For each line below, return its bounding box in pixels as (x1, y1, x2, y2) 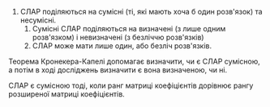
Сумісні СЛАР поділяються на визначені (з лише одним (32, 24, 226, 33)
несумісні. (19, 15, 57, 25)
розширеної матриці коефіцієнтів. (8, 89, 126, 99)
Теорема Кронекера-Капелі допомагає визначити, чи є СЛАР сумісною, (8, 56, 261, 66)
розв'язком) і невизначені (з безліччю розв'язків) (32, 32, 204, 42)
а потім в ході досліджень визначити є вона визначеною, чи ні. (8, 65, 228, 75)
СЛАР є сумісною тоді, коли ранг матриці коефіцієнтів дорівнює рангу (8, 80, 254, 90)
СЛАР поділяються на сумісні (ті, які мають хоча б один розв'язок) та (19, 7, 263, 16)
